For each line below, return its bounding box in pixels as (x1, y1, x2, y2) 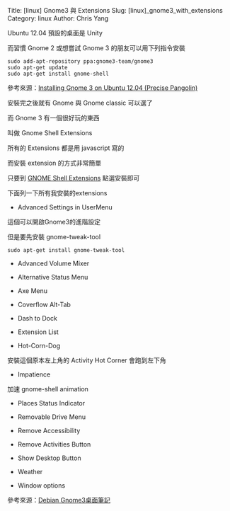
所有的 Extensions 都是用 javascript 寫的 (7, 144, 125, 152)
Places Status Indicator (17, 399, 86, 407)
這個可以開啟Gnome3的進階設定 (7, 218, 101, 226)
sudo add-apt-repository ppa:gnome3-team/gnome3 (7, 58, 154, 65)
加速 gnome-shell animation (7, 385, 88, 393)
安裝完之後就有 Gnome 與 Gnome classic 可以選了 (7, 98, 154, 107)
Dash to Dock (17, 314, 58, 322)
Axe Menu (17, 287, 48, 295)
